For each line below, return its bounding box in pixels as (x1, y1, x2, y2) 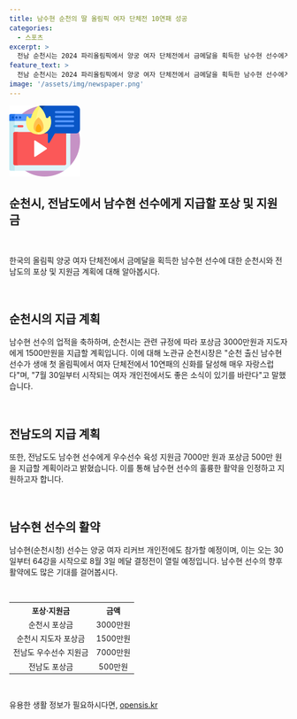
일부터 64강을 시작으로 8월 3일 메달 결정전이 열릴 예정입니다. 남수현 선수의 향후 (9, 556, 283, 566)
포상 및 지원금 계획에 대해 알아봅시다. (32, 266, 161, 276)
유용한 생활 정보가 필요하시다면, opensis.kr (9, 700, 158, 710)
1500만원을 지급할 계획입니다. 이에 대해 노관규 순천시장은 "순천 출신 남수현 (25, 348, 283, 359)
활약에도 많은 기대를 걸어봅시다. (9, 567, 118, 577)
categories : (9, 23, 53, 33)
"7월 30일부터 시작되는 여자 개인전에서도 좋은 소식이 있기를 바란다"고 (31, 370, 270, 381)
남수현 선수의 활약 (9, 519, 101, 535)
